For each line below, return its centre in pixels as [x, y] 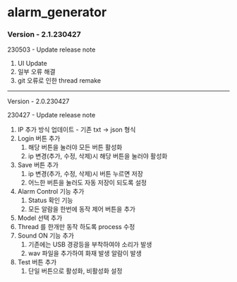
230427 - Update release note [51, 115]
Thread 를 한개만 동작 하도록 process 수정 [76, 227]
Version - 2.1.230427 [44, 35]
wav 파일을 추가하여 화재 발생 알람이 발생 [85, 253]
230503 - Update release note [51, 49]
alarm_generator [57, 12]
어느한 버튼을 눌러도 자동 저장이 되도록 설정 [87, 183]
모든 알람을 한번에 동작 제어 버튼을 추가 [82, 209]
